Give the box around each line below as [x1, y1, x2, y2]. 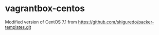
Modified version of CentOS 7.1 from [5, 19, 77, 25]
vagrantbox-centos [5, 3, 85, 14]
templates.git [5, 24, 32, 30]
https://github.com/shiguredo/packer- [78, 19, 154, 25]
